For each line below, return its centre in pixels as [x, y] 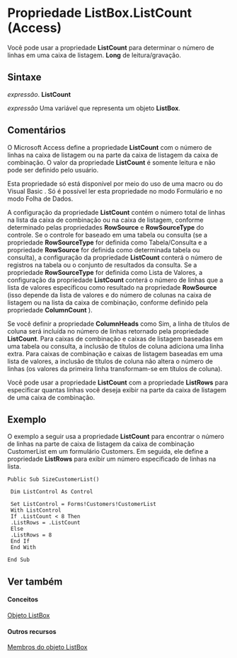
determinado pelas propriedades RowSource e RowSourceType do [106, 227]
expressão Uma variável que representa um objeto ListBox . [94, 108]
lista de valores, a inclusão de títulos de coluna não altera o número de [110, 361]
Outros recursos [32, 631]
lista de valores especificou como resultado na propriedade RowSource [112, 287]
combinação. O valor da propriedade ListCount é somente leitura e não [111, 162]
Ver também [35, 581]
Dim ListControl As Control [52, 492]
